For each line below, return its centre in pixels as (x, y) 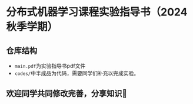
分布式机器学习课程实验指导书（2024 (97, 12)
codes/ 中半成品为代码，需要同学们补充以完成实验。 (77, 73)
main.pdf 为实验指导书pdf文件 (50, 66)
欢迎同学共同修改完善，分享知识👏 (67, 94)
